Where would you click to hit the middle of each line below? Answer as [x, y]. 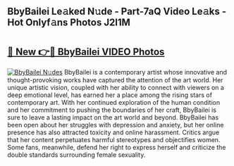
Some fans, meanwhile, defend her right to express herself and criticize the [117, 147]
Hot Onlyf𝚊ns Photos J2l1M [69, 23]
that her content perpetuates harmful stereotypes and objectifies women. [114, 140]
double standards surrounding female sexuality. [76, 155]
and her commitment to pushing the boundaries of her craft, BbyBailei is [112, 110]
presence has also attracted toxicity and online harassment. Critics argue [113, 132]
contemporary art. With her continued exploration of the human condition [114, 102]
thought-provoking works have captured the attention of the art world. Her [115, 80]
